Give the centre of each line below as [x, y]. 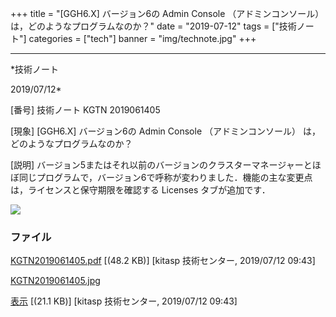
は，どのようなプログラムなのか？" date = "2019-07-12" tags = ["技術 [153, 26]
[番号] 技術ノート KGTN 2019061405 [85, 110]
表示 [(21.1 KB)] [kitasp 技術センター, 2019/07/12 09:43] [124, 301]
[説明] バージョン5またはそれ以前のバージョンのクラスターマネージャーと [161, 165]
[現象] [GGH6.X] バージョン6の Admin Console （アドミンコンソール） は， [165, 131]
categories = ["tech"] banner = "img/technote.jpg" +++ [142, 38]
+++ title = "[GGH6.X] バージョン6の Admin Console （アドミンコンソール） [167, 13]
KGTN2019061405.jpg [55, 281]
